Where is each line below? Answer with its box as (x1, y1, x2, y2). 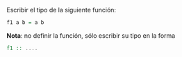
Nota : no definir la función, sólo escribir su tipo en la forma (6, 31, 176, 40)
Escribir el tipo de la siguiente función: (6, 6, 116, 14)
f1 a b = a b (6, 19, 44, 26)
